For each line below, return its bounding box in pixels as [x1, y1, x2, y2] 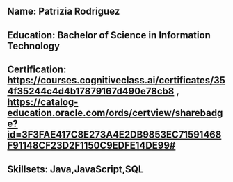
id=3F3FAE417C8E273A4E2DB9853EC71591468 [7, 129, 222, 141]
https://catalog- [7, 97, 79, 108]
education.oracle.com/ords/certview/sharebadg [7, 107, 223, 119]
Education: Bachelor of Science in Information [7, 29, 211, 41]
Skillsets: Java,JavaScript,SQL [7, 163, 144, 175]
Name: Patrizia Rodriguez [7, 6, 120, 17]
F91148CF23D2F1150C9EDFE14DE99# [7, 140, 176, 151]
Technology [7, 40, 61, 51]
